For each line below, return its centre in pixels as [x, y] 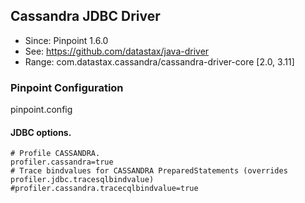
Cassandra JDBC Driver [85, 16]
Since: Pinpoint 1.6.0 [66, 40]
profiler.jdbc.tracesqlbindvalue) [82, 180]
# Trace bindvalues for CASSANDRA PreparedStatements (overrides [149, 171]
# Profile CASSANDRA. [55, 154]
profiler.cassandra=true [62, 162]
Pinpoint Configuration [67, 87]
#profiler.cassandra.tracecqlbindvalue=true [104, 189]
